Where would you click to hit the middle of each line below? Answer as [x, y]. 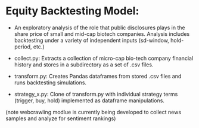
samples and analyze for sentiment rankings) [61, 118]
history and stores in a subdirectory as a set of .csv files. [84, 65]
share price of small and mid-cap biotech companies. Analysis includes [102, 33]
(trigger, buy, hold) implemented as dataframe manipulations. [89, 100]
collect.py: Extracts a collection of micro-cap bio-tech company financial [104, 58]
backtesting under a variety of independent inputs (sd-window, [91, 40]
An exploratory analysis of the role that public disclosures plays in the [99, 28]
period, [23, 47]
